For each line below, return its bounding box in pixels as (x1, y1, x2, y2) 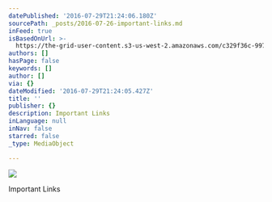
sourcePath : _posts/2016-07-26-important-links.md (8, 19, 183, 27)
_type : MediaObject (8, 139, 74, 148)
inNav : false (8, 124, 53, 133)
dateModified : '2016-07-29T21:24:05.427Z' (8, 86, 154, 95)
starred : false (8, 132, 60, 140)
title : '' (8, 95, 42, 103)
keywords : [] (8, 65, 53, 73)
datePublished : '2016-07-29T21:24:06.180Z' (8, 11, 158, 20)
